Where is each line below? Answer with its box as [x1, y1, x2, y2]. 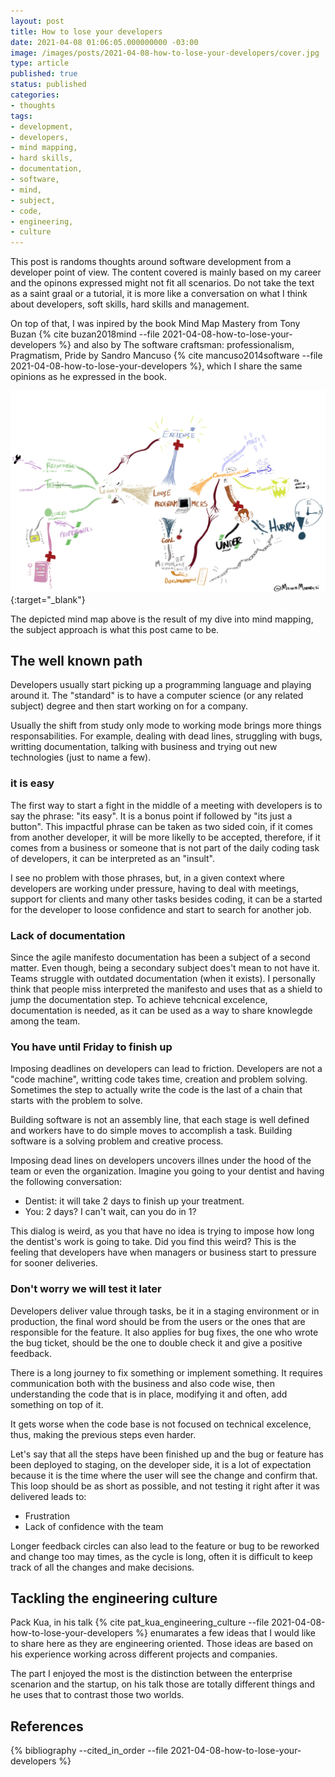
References [10, 1718, 84, 1735]
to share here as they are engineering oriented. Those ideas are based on [10, 1638, 314, 1650]
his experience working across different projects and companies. [10, 1648, 278, 1660]
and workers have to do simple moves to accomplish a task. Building [10, 1125, 293, 1137]
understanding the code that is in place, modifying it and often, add [10, 1388, 288, 1400]
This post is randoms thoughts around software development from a [10, 256, 292, 268]
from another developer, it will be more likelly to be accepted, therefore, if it [10, 831, 321, 843]
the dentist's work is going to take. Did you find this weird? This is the [10, 1236, 297, 1248]
